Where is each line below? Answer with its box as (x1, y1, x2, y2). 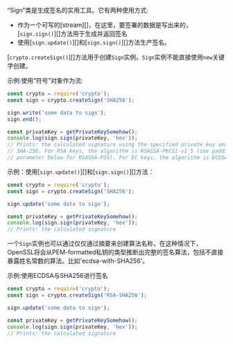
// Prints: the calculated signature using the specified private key (7, 141, 216, 148)
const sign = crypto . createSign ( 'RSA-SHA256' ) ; (7, 292, 148, 299)
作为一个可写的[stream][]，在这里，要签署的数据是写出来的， (17, 21, 192, 29)
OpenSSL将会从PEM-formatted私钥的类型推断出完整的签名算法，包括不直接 (7, 248, 224, 256)
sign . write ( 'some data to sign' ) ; (7, 109, 107, 116)
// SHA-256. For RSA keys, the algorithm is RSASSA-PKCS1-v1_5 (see (7, 148, 209, 155)
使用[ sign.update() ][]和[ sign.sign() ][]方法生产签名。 (17, 38, 171, 47)
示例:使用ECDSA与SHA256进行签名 (7, 272, 108, 280)
